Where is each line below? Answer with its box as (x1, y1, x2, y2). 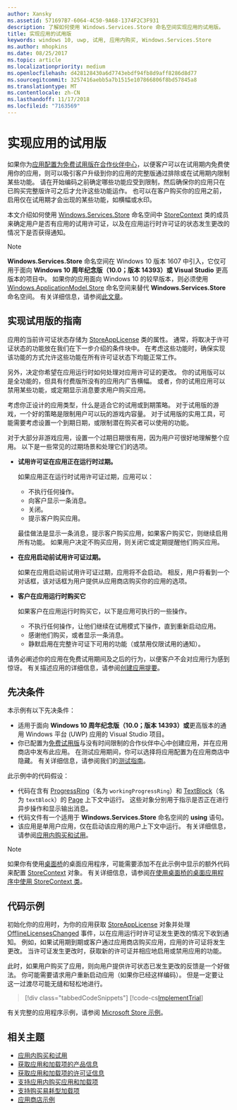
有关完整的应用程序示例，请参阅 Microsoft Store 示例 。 (7, 1008, 167, 1017)
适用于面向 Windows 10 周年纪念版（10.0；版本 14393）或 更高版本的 (17, 721, 221, 730)
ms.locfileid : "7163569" (7, 103, 80, 110)
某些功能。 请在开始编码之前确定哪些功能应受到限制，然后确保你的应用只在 (7, 178, 226, 186)
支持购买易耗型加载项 (17, 1087, 80, 1095)
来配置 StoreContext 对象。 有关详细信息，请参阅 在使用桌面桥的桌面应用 (7, 869, 218, 877)
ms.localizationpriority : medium (7, 63, 106, 70)
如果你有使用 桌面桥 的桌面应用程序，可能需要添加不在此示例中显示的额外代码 (7, 859, 230, 868)
